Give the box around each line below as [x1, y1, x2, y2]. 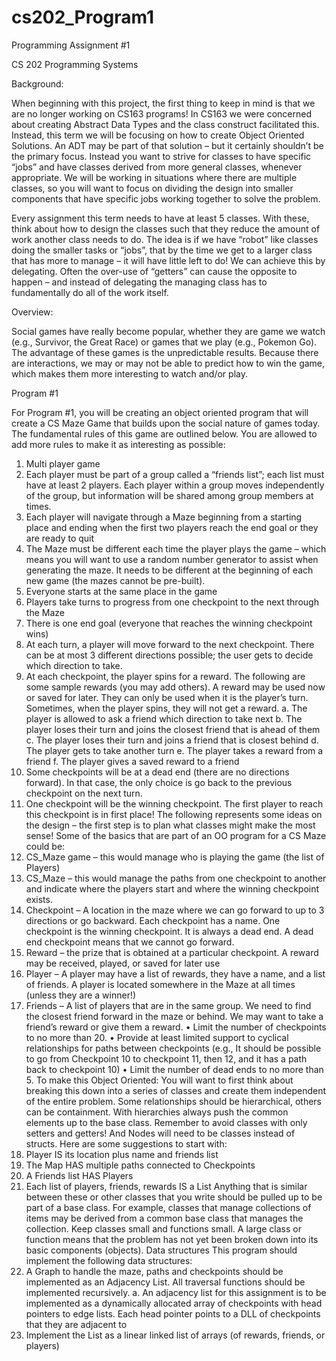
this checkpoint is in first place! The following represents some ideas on [25, 808, 323, 820]
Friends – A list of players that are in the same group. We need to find [25, 999, 312, 1011]
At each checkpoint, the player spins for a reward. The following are [25, 670, 306, 682]
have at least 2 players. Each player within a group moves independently [25, 479, 325, 491]
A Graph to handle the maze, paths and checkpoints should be [25, 1265, 284, 1277]
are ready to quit [25, 532, 95, 544]
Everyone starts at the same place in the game [25, 585, 218, 597]
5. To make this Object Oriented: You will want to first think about [25, 1074, 294, 1086]
